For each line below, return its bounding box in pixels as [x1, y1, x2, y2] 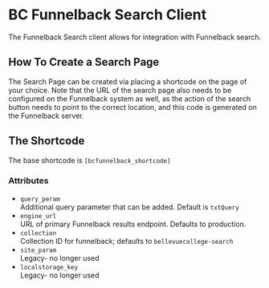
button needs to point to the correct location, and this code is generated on [8, 102, 257, 112]
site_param [19, 246, 57, 254]
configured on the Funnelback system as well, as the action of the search [8, 94, 251, 103]
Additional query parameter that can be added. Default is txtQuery [19, 202, 239, 212]
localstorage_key [19, 263, 79, 271]
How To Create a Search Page [8, 55, 160, 69]
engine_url [19, 212, 57, 220]
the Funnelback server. [8, 111, 84, 120]
